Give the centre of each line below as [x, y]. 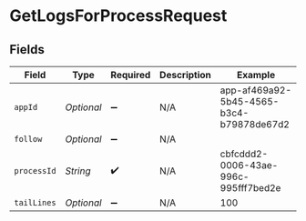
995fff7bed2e [250, 188]
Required [131, 75]
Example [256, 75]
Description [185, 75]
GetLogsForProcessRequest [118, 16]
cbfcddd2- [244, 154]
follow [28, 139]
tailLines [35, 202]
